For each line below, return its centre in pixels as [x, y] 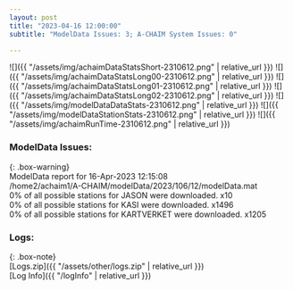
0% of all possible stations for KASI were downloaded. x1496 [121, 204]
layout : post [33, 17]
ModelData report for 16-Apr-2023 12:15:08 [88, 176]
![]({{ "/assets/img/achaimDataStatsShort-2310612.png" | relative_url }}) [142, 67]
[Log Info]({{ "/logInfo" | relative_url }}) [80, 275]
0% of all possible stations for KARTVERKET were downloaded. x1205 [138, 214]
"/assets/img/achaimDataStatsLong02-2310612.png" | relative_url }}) [147, 95]
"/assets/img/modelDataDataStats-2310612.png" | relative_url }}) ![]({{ [150, 105]
